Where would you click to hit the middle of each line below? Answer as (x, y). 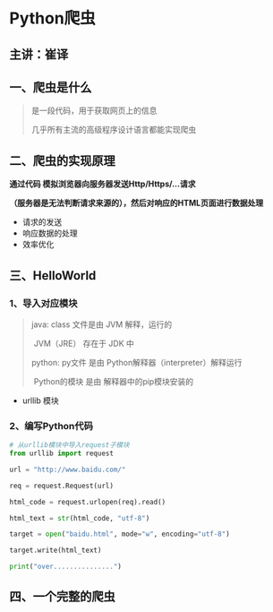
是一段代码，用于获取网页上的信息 (94, 111)
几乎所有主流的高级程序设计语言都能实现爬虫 (114, 130)
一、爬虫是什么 (51, 87)
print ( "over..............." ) (66, 567)
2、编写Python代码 (51, 426)
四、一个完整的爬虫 (62, 597)
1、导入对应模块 (43, 303)
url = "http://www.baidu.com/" (68, 470)
